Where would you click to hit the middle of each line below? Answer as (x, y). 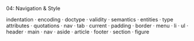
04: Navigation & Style (33, 8)
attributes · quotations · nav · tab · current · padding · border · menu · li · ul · (97, 26)
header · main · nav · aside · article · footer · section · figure (78, 32)
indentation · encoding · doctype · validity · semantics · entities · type (90, 19)
